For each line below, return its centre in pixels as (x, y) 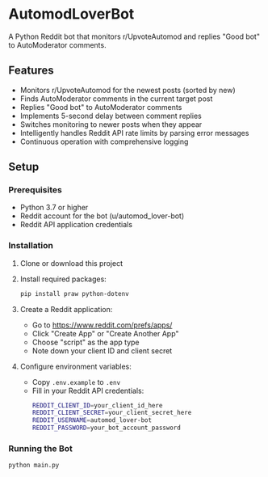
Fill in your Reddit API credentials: (88, 390)
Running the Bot (40, 449)
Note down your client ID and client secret (102, 350)
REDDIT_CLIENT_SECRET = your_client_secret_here (112, 413)
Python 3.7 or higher (54, 208)
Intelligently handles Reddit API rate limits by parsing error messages (134, 133)
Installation (31, 246)
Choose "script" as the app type (86, 342)
